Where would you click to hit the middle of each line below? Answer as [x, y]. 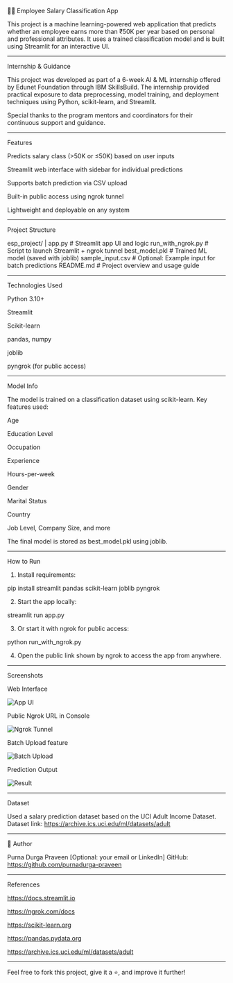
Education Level [30, 434]
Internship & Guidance [39, 66]
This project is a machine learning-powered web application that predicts [112, 24]
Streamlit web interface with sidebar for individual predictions [95, 169]
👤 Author [20, 844]
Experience [24, 461]
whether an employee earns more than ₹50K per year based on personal [111, 32]
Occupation [24, 447]
